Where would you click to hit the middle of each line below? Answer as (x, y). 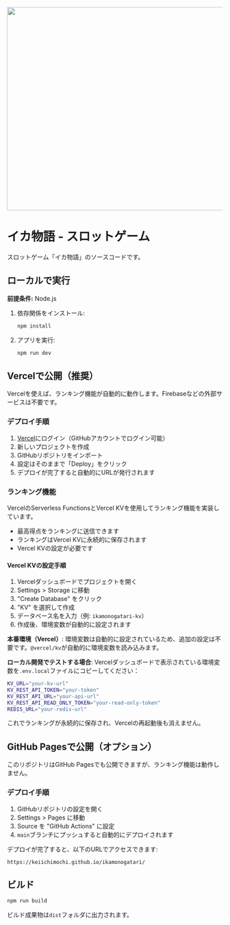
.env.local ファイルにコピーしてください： (79, 671)
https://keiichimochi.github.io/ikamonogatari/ (76, 862)
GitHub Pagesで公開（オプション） (82, 747)
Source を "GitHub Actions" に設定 (66, 826)
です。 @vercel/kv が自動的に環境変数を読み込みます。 (88, 647)
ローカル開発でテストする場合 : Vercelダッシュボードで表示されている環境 (111, 662)
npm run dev (34, 353)
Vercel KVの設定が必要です (55, 548)
